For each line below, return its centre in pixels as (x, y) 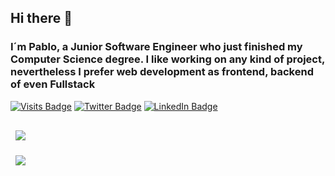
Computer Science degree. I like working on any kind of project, (167, 59)
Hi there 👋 (41, 18)
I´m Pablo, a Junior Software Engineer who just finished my (156, 47)
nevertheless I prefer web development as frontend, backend (162, 72)
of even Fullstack (53, 84)
